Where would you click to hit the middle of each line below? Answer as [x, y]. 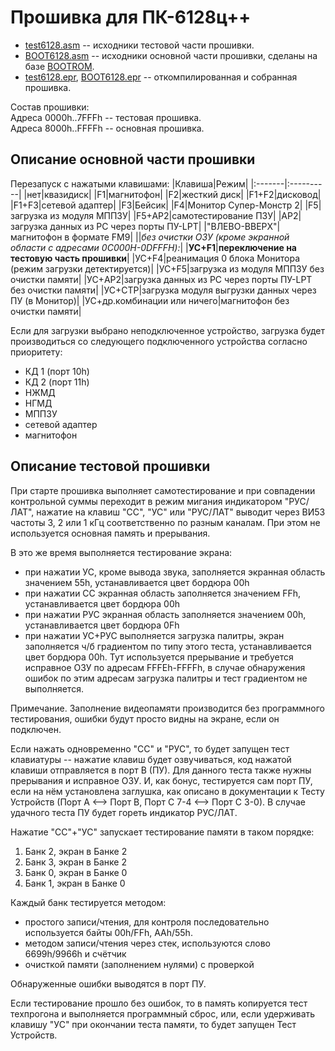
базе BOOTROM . [59, 66]
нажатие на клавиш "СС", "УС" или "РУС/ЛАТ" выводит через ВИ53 [181, 512]
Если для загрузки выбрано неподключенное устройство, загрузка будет [168, 330]
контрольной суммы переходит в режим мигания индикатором [146, 501]
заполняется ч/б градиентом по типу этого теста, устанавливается [168, 646]
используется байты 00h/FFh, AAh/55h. [108, 932]
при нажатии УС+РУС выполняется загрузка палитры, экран [154, 635]
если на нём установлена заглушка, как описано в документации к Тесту [167, 791]
